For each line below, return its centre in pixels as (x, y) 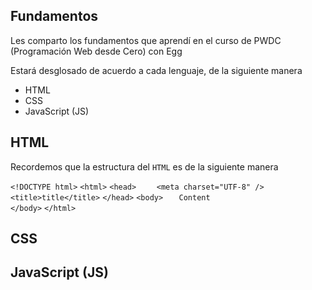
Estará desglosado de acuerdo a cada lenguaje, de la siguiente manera (156, 70)
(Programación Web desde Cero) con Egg (96, 51)
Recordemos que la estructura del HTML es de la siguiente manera (144, 166)
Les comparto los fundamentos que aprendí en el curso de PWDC (146, 40)
